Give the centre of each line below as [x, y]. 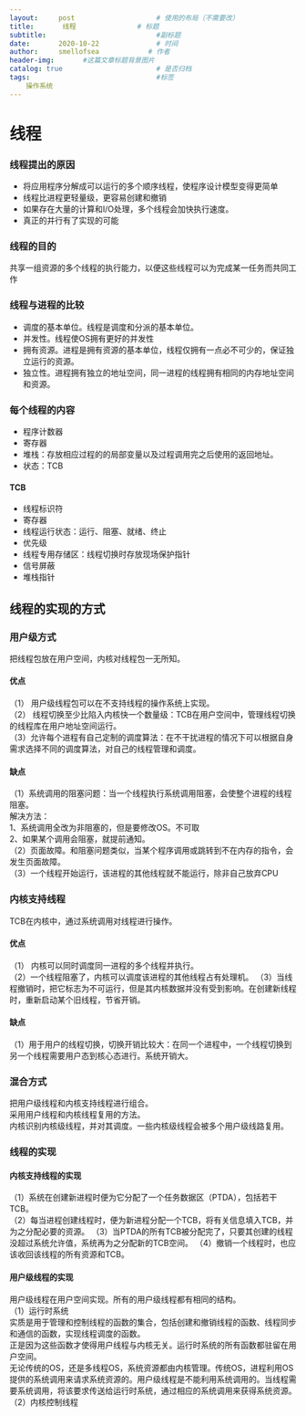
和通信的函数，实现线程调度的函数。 [77, 1333]
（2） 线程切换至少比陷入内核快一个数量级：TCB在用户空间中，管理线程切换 [153, 715]
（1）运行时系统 [39, 1310]
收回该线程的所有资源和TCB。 [73, 1254]
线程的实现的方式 [57, 608]
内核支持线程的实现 [46, 1175]
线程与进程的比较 [47, 305]
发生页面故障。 [37, 862]
